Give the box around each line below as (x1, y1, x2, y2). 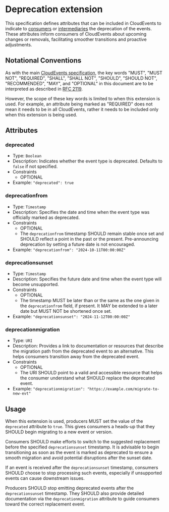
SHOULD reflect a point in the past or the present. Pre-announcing (20, 236, 159, 242)
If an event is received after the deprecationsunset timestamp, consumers (5, 465, 158, 471)
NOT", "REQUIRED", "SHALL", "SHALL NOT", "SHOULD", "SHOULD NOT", (5, 75, 157, 81)
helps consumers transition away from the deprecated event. (12, 354, 140, 360)
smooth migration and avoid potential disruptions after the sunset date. (5, 455, 153, 461)
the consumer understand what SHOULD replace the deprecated (20, 375, 155, 381)
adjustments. (5, 41, 32, 47)
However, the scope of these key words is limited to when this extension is (5, 95, 160, 101)
